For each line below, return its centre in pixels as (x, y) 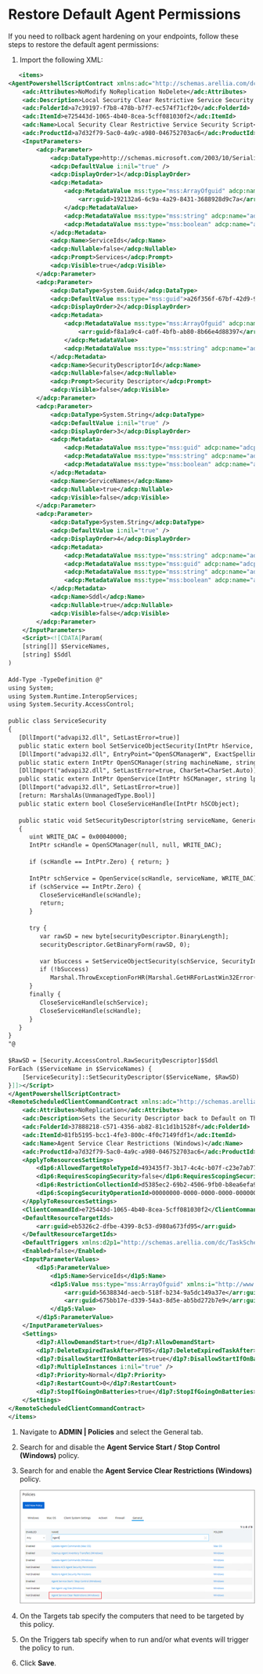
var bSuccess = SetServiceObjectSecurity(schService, (129, 961)
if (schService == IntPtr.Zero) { (85, 886)
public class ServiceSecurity (58, 721)
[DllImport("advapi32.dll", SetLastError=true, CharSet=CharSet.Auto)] (138, 771)
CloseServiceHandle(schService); (94, 1003)
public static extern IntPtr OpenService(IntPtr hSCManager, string (132, 779)
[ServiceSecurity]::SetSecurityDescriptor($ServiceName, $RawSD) (131, 1077)
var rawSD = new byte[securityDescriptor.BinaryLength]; (134, 936)
